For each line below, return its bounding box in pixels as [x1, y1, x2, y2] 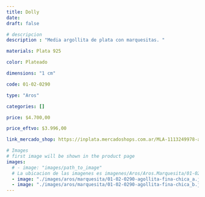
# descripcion [6, 31, 43, 37]
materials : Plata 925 [6, 48, 62, 54]
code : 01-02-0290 [6, 81, 51, 87]
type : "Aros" [6, 92, 40, 98]
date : [6, 15, 20, 21]
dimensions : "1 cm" [6, 70, 56, 76]
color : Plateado [6, 59, 48, 65]
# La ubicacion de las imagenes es [12, 170, 103, 176]
